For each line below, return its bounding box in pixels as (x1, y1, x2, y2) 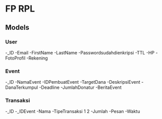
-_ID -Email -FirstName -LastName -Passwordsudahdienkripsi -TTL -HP (5, 49, 155, 55)
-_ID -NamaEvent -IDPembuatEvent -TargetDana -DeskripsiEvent (5, 79, 140, 85)
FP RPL (5, 3, 35, 15)
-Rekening (26, 55, 48, 61)
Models (5, 23, 29, 32)
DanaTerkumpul (5, 84, 38, 91)
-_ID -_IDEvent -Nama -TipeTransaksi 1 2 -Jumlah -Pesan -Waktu (5, 108, 140, 114)
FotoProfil (5, 55, 26, 61)
